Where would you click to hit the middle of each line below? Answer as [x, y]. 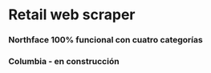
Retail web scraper [72, 15]
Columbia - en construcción [64, 62]
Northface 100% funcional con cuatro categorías [105, 40]
